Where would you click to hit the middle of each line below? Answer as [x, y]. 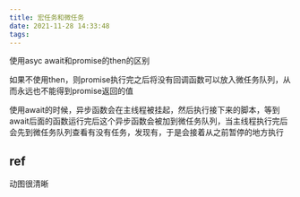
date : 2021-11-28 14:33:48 [60, 26]
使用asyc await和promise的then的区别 [80, 61]
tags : [19, 34]
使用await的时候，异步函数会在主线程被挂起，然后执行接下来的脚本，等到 [145, 110]
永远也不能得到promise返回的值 [75, 91]
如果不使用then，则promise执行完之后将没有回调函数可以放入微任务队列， [146, 80]
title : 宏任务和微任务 [47, 17]
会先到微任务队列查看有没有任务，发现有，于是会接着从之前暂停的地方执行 [146, 133]
